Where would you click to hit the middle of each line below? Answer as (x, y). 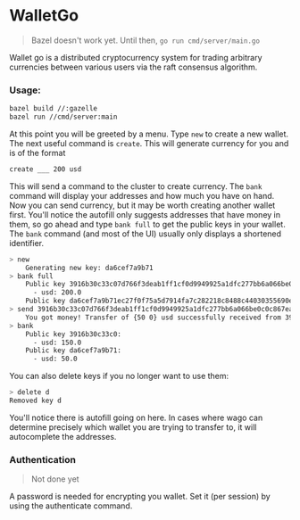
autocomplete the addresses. (63, 436)
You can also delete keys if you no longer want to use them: (119, 376)
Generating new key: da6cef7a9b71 (89, 268)
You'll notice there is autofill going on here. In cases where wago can (136, 417)
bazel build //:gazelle (54, 109)
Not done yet (55, 479)
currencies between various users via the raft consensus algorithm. (133, 67)
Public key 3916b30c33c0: (74, 334)
